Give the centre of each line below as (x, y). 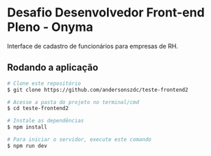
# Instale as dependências (46, 121)
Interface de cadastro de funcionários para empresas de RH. (92, 46)
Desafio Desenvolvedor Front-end (106, 13)
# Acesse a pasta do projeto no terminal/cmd (73, 102)
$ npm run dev (27, 146)
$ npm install (27, 127)
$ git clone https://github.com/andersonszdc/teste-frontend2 (98, 90)
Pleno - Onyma (50, 27)
